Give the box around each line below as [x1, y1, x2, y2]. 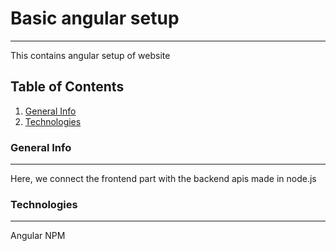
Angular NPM [10, 230, 66, 242]
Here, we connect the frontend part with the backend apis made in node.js [10, 173, 317, 185]
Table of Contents [10, 78, 125, 96]
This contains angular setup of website [10, 49, 171, 61]
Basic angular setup [10, 7, 180, 30]
